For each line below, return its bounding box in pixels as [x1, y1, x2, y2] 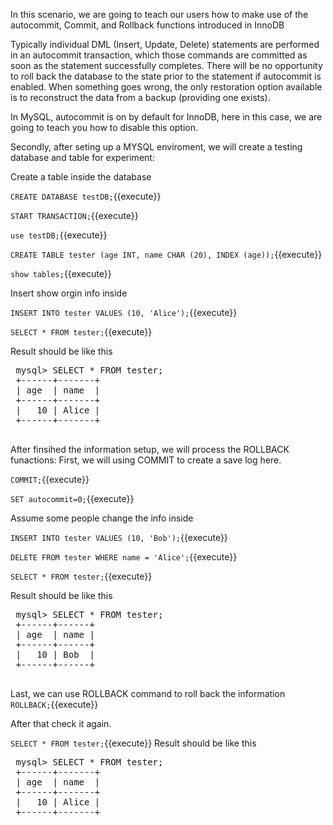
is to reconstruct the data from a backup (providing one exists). [10, 92, 271, 103]
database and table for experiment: [10, 152, 155, 163]
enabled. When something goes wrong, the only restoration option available [10, 81, 323, 93]
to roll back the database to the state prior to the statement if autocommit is [10, 70, 322, 82]
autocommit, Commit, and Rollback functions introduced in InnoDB [10, 19, 285, 31]
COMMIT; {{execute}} [10, 474, 90, 485]
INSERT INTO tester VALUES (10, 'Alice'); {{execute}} [10, 307, 238, 318]
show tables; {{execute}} [10, 268, 112, 279]
